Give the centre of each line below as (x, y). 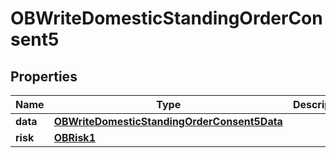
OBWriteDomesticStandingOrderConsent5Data (168, 121)
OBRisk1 (74, 137)
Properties (44, 76)
